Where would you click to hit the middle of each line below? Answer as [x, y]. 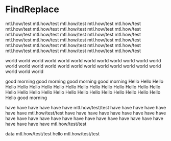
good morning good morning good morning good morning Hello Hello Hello [84, 81]
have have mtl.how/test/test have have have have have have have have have [86, 113]
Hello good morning [26, 98]
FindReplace [32, 9]
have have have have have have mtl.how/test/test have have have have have [86, 107]
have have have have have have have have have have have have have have [84, 118]
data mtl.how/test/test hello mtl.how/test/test [53, 133]
